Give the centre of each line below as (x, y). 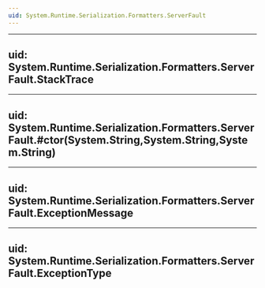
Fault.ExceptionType (60, 273)
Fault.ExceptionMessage (71, 213)
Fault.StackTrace (51, 80)
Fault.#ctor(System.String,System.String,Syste (128, 140)
